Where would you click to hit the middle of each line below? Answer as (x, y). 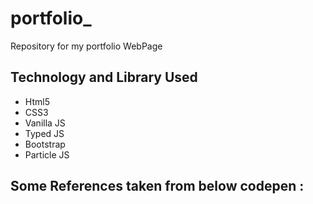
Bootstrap (45, 144)
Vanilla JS (45, 123)
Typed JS (44, 133)
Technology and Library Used (104, 77)
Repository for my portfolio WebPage (86, 46)
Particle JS (47, 154)
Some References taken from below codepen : (157, 186)
